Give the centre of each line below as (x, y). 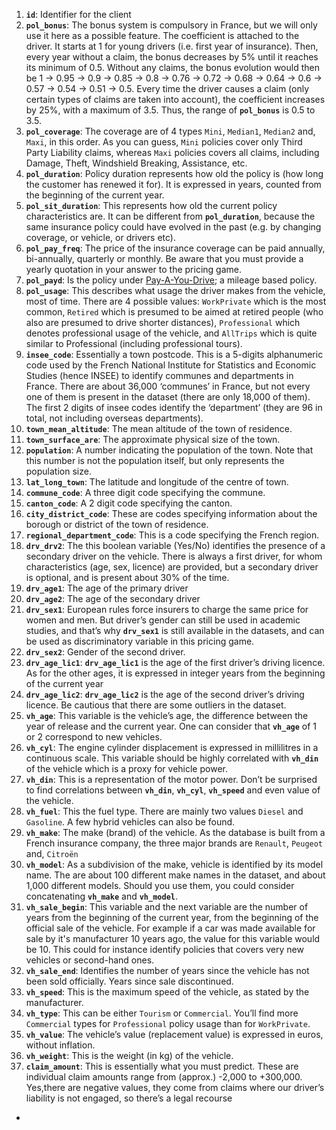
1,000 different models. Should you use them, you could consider (160, 885)
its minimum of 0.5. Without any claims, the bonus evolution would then (172, 67)
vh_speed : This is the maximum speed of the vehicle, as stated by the (167, 992)
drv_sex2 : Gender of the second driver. (105, 652)
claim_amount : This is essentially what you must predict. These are (162, 1066)
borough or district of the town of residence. (117, 524)
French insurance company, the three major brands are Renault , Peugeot (174, 843)
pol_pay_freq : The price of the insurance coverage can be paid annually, (175, 248)
